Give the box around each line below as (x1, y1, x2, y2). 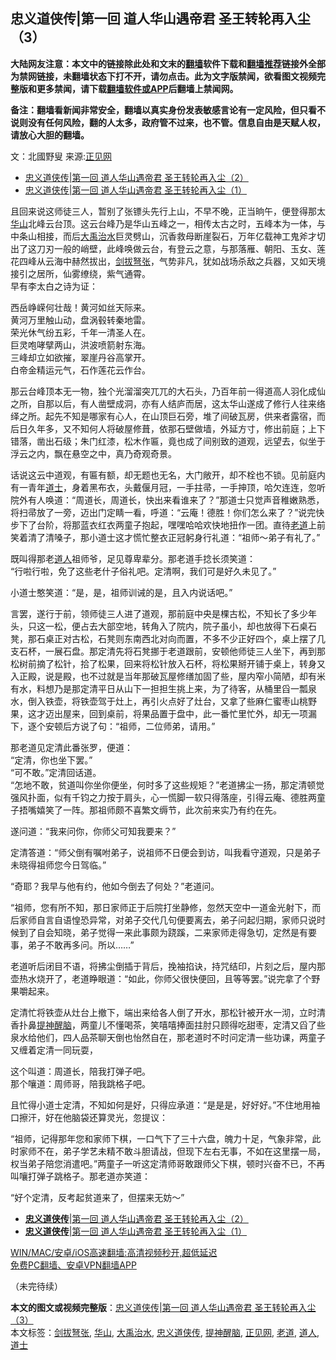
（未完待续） (10, 1280, 63, 1292)
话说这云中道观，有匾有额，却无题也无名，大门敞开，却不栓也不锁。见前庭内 (10, 469, 326, 481)
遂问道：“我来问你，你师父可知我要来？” (10, 825, 177, 837)
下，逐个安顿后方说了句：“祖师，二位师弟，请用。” (10, 720, 216, 732)
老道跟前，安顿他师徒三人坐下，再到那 (167, 645, 326, 657)
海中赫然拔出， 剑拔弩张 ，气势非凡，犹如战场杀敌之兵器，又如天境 (53, 255, 326, 267)
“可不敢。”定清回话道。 (10, 766, 102, 778)
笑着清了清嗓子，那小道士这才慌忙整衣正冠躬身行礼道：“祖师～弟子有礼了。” (10, 531, 321, 543)
